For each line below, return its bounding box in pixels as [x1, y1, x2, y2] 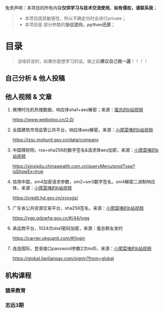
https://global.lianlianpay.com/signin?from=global [12, 255, 114, 261]
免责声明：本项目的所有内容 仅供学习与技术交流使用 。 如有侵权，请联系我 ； [5, 5, 158, 10]
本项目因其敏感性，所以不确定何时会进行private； [24, 15, 127, 21]
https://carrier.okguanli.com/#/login [12, 235, 85, 241]
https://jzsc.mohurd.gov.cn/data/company [12, 137, 99, 143]
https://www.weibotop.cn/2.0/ [12, 117, 75, 123]
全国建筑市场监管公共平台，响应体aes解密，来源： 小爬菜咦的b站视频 [12, 127, 153, 133]
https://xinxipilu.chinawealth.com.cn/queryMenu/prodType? [12, 163, 135, 169]
